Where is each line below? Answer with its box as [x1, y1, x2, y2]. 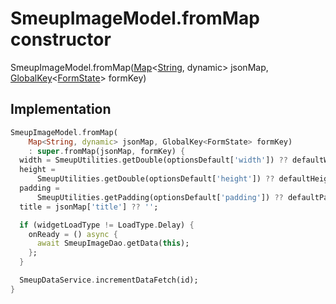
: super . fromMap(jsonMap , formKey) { [28, 146, 186, 156]
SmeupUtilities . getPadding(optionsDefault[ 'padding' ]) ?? [36, 192, 284, 202]
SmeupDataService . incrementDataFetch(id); [19, 275, 199, 285]
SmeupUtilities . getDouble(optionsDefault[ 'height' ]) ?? [36, 174, 275, 184]
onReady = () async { [28, 229, 118, 239]
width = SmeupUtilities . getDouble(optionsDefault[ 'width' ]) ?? [19, 155, 288, 166]
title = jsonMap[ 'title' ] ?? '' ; [19, 202, 159, 212]
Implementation [10, 101, 112, 118]
